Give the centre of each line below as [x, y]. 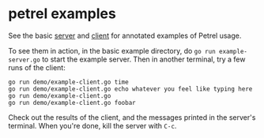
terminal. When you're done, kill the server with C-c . [92, 125]
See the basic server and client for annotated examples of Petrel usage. [125, 35]
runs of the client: [37, 67]
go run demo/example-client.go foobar [72, 103]
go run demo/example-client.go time [68, 82]
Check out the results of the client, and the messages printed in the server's [132, 117]
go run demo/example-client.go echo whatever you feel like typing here [130, 89]
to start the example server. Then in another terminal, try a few [144, 59]
